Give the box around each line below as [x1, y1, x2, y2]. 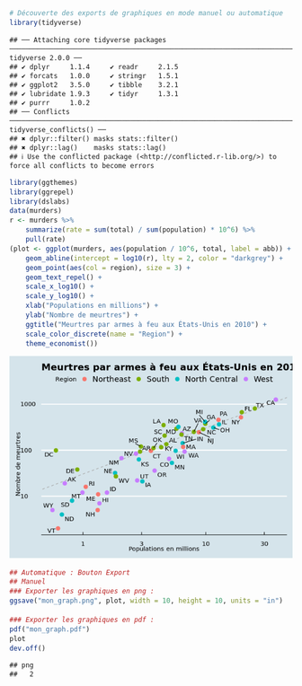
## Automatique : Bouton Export [9, 567, 130, 577]
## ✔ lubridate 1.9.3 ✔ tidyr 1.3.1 [9, 89, 179, 98]
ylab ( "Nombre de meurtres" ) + [25, 311, 139, 320]
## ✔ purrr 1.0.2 [9, 98, 91, 107]
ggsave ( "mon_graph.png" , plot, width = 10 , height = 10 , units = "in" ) [9, 596, 283, 605]
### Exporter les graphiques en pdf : [9, 615, 155, 624]
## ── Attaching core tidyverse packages [9, 35, 167, 44]
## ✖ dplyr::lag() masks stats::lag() [9, 143, 167, 152]
